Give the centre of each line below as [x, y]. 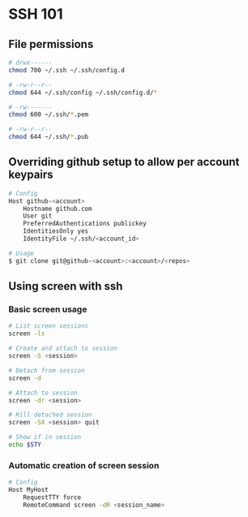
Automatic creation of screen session [84, 465]
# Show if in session [45, 437]
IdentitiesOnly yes [56, 231]
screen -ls [27, 334]
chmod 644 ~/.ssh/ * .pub [49, 137]
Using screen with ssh [66, 286]
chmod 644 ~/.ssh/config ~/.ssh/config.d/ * [83, 93]
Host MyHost [28, 490]
